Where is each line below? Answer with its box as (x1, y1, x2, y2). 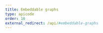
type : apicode (5, 12, 35, 16)
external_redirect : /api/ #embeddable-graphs (5, 20, 99, 26)
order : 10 (5, 16, 26, 21)
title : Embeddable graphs (5, 7, 58, 12)
